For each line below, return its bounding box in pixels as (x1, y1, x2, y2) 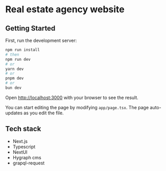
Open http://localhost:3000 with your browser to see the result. (5, 94, 139, 101)
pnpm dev (5, 76, 24, 81)
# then (5, 52, 19, 57)
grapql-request (12, 160, 45, 166)
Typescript (12, 143, 36, 150)
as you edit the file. (23, 110, 64, 116)
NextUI (12, 149, 28, 155)
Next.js (12, 138, 28, 144)
